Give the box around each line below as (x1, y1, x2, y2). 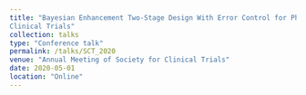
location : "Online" (9, 72, 84, 81)
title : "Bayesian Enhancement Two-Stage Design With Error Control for (9, 13, 287, 23)
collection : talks (9, 30, 79, 39)
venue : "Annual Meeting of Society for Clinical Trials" (9, 55, 230, 64)
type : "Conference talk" (9, 38, 104, 48)
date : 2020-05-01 (9, 64, 76, 73)
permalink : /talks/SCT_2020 (9, 47, 117, 56)
